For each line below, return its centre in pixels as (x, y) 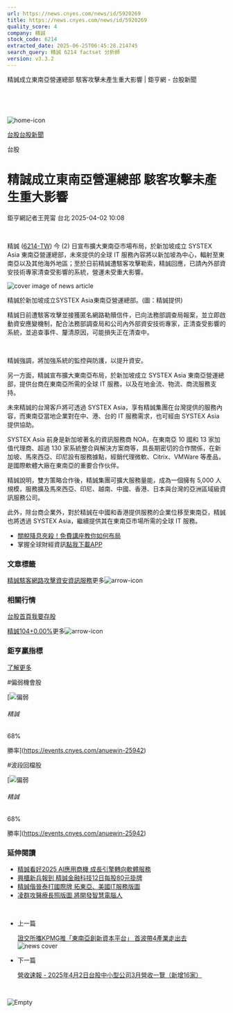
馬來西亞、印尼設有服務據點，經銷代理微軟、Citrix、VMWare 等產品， (125, 457)
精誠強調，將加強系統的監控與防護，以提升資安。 (77, 360)
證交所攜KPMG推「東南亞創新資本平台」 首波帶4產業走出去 (102, 938)
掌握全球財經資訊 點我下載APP (60, 544)
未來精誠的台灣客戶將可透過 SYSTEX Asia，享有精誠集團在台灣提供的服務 (112, 407)
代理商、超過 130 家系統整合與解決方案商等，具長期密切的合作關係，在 (114, 448)
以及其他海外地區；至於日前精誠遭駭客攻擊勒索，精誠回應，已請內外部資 (122, 263)
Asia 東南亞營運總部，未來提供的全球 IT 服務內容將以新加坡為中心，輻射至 (113, 255)
